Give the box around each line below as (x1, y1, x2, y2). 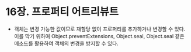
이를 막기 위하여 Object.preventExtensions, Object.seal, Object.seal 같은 (13, 32, 185, 39)
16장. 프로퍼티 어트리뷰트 (5, 5, 119, 18)
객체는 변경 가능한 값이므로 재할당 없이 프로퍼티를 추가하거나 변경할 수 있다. (13, 25, 186, 32)
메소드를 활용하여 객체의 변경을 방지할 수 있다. (13, 40, 119, 47)
